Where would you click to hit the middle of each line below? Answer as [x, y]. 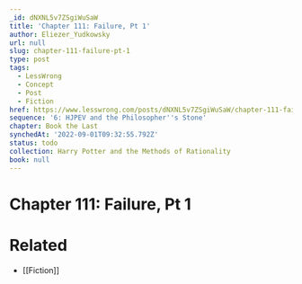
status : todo [34, 143]
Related [38, 245]
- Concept [36, 84]
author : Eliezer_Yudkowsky [60, 34]
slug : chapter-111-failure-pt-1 [70, 51]
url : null [28, 43]
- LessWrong [40, 76]
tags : [19, 68]
